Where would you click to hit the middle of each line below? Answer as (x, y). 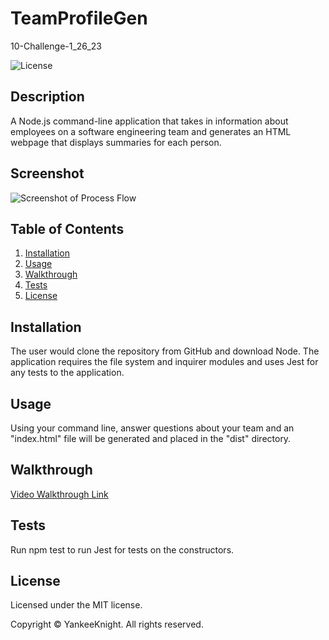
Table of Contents (67, 228)
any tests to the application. (67, 373)
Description (47, 97)
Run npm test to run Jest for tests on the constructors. (122, 549)
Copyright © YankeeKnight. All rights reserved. (107, 624)
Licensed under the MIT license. (76, 605)
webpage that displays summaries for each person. (116, 142)
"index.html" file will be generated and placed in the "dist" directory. (151, 438)
